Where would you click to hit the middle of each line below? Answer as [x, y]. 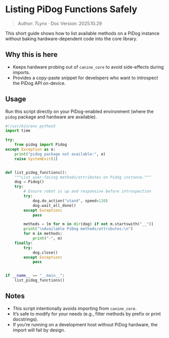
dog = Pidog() [29, 182]
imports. [21, 72]
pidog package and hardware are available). [51, 117]
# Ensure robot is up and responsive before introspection [88, 192]
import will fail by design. [39, 330]
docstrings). [25, 319]
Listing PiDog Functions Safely [71, 9]
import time [18, 131]
